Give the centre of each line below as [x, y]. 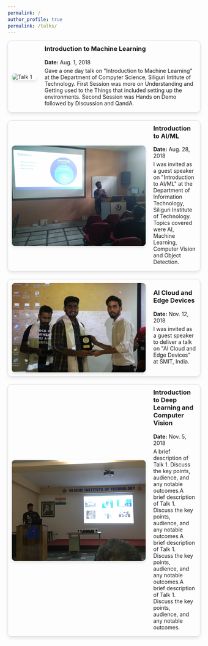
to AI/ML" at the [173, 184]
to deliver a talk [173, 342]
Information [168, 197]
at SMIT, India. [171, 361]
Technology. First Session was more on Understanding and [119, 83]
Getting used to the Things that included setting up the [113, 90]
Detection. [166, 262]
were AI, [164, 229]
